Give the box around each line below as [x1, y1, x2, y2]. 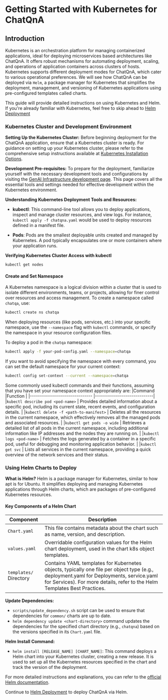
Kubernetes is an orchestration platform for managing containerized [5, 48, 145, 53]
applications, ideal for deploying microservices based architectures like [5, 53, 152, 59]
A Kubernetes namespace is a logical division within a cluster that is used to [5, 284, 161, 290]
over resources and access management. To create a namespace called [5, 295, 154, 301]
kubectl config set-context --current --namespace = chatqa [5, 373, 128, 379]
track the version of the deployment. [12, 664, 87, 670]
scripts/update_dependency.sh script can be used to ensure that [12, 607, 145, 613]
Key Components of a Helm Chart [5, 503, 76, 509]
